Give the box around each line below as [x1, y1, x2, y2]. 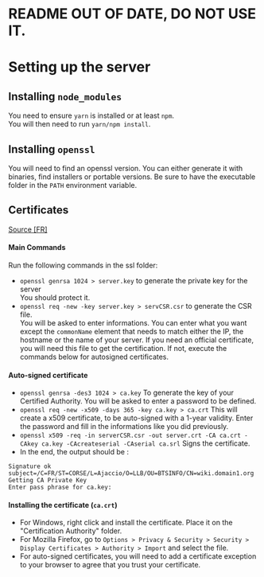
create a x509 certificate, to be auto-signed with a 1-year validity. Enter [19, 413, 254, 423]
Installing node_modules [8, 89, 122, 103]
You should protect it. [19, 293, 91, 302]
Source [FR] [8, 224, 48, 234]
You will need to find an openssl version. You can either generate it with [8, 164, 243, 173]
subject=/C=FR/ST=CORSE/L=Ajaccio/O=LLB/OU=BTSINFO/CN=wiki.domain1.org [8, 470, 254, 478]
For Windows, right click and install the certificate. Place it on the [19, 518, 233, 528]
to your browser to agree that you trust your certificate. [19, 560, 201, 570]
